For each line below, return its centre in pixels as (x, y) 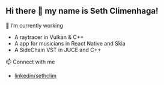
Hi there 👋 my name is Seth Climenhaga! (82, 11)
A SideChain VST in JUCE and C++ (58, 50)
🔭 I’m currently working (35, 25)
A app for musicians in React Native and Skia (70, 43)
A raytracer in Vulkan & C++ (49, 37)
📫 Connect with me (30, 62)
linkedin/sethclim (35, 75)
